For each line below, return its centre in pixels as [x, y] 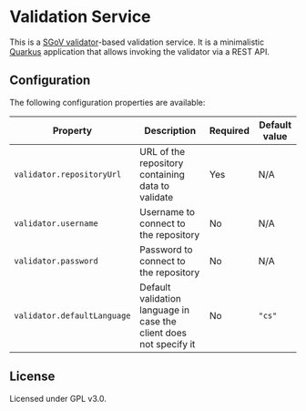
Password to [166, 250]
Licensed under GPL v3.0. [58, 398]
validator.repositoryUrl [68, 174]
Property [73, 130]
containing [162, 174]
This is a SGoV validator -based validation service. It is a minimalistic [137, 42]
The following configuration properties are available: [107, 102]
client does [163, 333]
